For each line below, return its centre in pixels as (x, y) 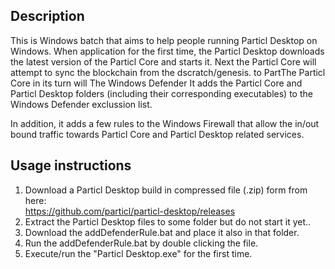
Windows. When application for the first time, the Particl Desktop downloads (167, 51)
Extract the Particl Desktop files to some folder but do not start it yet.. (168, 221)
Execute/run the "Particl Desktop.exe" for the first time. (138, 253)
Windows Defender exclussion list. (81, 104)
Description (47, 16)
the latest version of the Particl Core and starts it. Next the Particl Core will (163, 61)
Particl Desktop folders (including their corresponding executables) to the (161, 93)
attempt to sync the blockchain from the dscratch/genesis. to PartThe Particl (168, 72)
